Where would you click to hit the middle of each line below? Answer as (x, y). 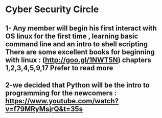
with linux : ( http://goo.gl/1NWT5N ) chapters (78, 60)
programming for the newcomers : (61, 93)
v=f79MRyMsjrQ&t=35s (44, 109)
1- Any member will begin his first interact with (81, 28)
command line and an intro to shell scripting (77, 44)
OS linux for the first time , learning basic (72, 36)
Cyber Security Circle (52, 9)
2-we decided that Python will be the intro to (77, 85)
